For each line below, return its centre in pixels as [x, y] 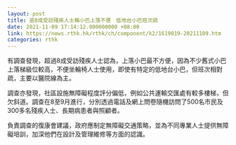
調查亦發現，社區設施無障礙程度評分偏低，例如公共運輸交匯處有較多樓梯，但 [118, 93]
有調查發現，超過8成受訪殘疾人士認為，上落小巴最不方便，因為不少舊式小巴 [117, 61]
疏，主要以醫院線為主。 [41, 78]
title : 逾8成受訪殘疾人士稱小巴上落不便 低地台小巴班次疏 [83, 20]
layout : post [26, 14]
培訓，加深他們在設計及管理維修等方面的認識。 [81, 134]
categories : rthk [33, 40]
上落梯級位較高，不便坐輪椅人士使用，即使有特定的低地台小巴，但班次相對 [115, 69]
